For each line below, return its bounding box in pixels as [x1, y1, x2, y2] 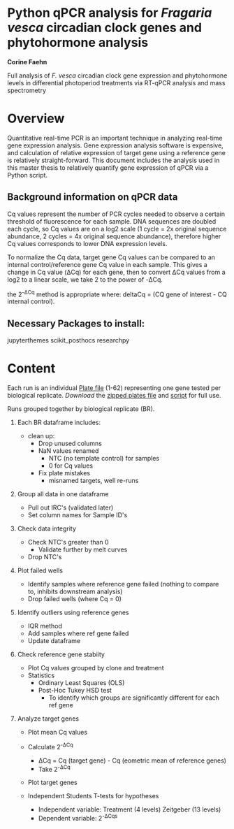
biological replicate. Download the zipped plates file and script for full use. [7, 391, 221, 400]
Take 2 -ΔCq [38, 763, 71, 773]
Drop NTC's [27, 553, 62, 561]
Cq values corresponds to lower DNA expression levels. [7, 239, 168, 247]
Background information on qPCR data [7, 191, 178, 203]
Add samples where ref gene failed [27, 629, 129, 637]
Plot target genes [27, 778, 78, 787]
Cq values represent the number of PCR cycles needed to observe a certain [7, 210, 226, 218]
